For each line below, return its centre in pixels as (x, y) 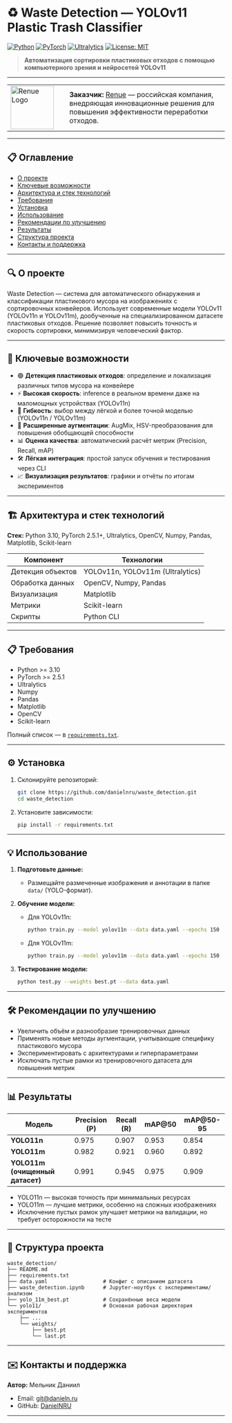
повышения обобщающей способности (75, 433)
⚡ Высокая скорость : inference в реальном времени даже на (108, 394)
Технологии (142, 560)
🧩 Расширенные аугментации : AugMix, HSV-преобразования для (115, 426)
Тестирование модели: (52, 969)
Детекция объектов (44, 572)
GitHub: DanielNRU (44, 1406)
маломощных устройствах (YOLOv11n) (74, 403)
